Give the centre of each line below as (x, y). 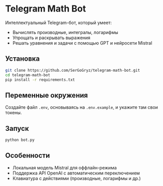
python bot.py (20, 140)
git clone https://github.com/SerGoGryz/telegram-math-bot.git (73, 70)
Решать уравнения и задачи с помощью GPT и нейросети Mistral (82, 43)
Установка (23, 59)
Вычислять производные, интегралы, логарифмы (65, 32)
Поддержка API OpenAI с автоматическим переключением (76, 173)
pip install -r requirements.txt (40, 80)
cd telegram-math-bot (28, 75)
